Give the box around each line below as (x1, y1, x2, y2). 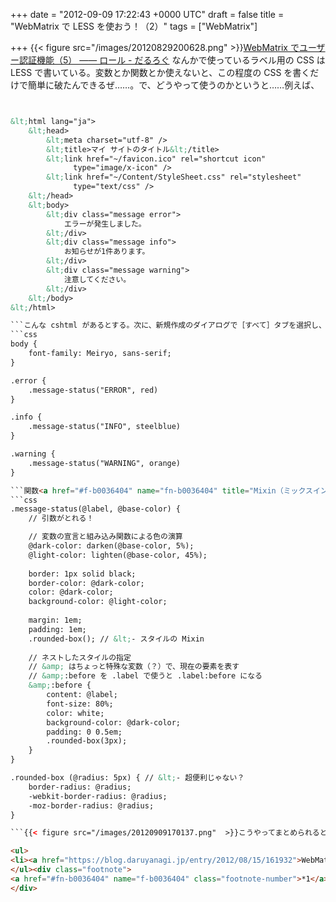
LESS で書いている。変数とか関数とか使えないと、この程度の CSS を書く (10, 67, 311, 78)
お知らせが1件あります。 (63, 247, 150, 257)
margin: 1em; (28, 615, 83, 625)
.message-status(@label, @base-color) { (10, 504, 182, 514)
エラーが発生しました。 (63, 219, 147, 229)
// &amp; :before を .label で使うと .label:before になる (28, 671, 263, 681)
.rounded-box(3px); (46, 736, 128, 746)
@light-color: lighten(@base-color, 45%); (28, 550, 208, 560)
